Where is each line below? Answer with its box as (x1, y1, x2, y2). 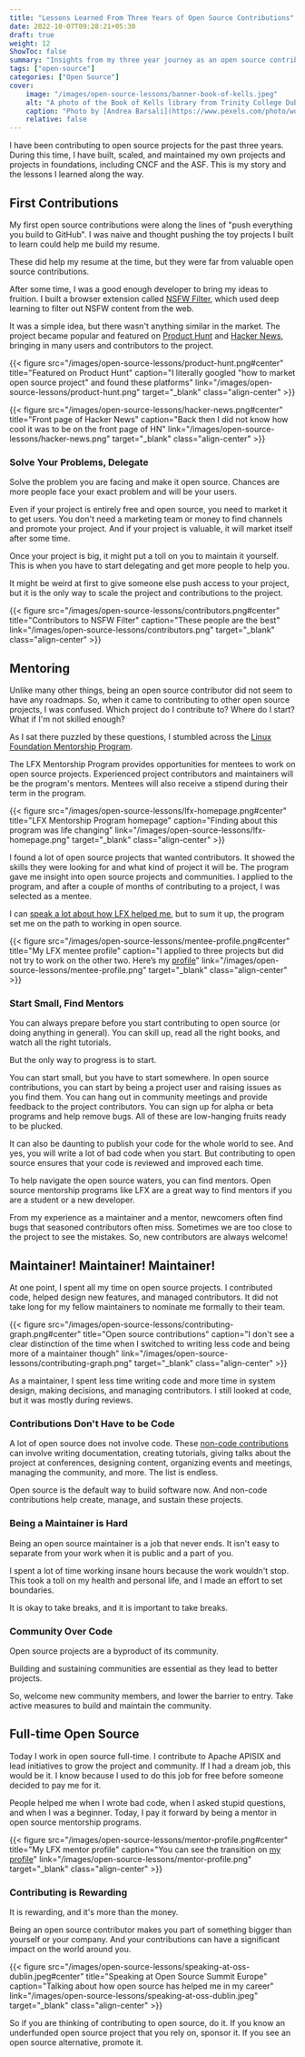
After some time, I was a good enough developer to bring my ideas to (9, 283, 269, 294)
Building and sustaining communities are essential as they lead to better (9, 1663, 279, 1675)
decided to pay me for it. (9, 1779, 102, 1790)
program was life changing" (9, 825, 113, 836)
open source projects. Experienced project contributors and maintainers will (9, 768, 293, 779)
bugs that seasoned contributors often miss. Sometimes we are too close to (9, 1221, 293, 1233)
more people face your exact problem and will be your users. (9, 486, 238, 497)
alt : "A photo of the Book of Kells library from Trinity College (25, 97, 282, 107)
